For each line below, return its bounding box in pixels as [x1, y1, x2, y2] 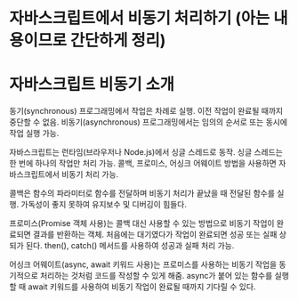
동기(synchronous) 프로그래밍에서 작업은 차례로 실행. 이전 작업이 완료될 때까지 [9, 106, 283, 117]
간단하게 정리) [69, 30, 166, 51]
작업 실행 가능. [9, 128, 60, 139]
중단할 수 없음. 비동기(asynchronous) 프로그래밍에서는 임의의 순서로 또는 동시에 [9, 117, 287, 127]
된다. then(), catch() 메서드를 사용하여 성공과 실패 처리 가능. [25, 240, 235, 251]
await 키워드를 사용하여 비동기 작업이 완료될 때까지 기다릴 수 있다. [28, 281, 256, 292]
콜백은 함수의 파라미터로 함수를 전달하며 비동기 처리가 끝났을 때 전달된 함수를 [9, 188, 276, 199]
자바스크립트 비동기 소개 [9, 75, 175, 94]
